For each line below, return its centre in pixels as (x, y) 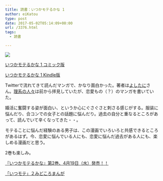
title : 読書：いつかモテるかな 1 (35, 9)
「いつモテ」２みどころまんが (35, 173)
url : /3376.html (21, 28)
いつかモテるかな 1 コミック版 (35, 64)
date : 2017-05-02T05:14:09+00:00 (39, 23)
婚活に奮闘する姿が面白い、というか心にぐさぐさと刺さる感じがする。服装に (82, 108)
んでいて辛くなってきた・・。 (51, 120)
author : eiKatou (21, 14)
